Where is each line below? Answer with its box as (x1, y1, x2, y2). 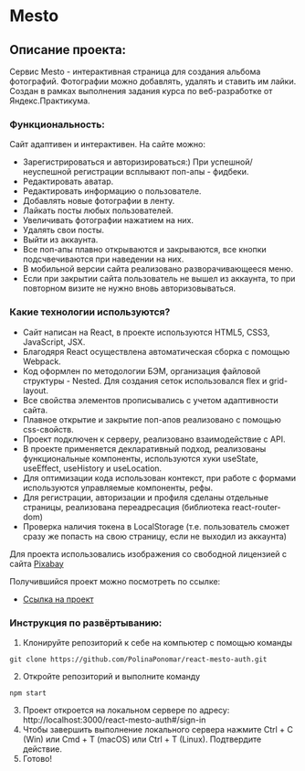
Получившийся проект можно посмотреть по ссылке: (9, 575, 221, 586)
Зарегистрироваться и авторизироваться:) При (22, 156, 209, 167)
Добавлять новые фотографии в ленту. (22, 196, 175, 207)
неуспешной (22, 166, 72, 177)
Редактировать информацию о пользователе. (22, 186, 202, 197)
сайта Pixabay (9, 558, 64, 569)
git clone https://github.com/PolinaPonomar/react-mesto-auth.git (9, 655, 268, 664)
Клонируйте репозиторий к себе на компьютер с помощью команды (22, 637, 293, 648)
